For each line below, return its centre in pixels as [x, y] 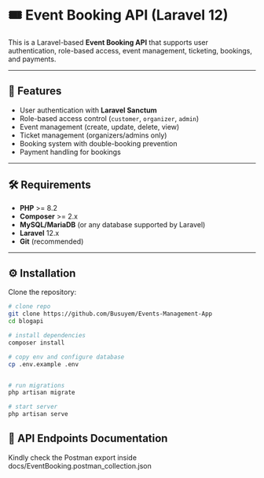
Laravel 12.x [39, 233]
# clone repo [29, 307]
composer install [37, 343]
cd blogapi [26, 322]
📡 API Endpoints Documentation [88, 438]
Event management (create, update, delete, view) [99, 127]
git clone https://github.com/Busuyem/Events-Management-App [110, 314]
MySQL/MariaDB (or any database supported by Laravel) [112, 224]
